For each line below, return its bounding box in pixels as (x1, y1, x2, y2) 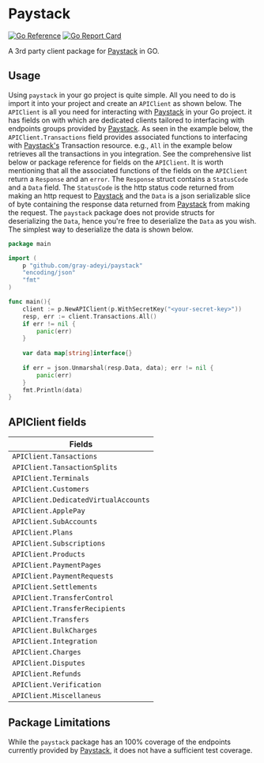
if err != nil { (22, 319, 77, 328)
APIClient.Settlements (12, 583, 97, 591)
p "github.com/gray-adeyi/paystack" (22, 262, 144, 270)
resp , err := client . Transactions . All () (22, 312, 157, 320)
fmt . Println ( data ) (22, 386, 83, 394)
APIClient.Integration (12, 637, 97, 646)
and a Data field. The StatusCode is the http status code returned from (8, 183, 235, 192)
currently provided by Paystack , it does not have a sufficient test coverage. (8, 745, 253, 755)
